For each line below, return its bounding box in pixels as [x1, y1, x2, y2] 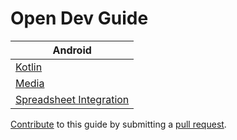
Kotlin [15, 60, 43, 74]
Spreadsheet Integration [15, 92, 130, 106]
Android [52, 43, 92, 57]
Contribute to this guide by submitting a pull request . [10, 118, 227, 130]
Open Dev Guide [10, 7, 149, 30]
